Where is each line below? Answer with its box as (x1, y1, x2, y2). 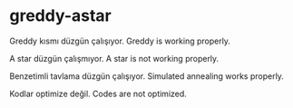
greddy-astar (9, 5, 112, 26)
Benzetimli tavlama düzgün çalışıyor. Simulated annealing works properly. (9, 70, 284, 82)
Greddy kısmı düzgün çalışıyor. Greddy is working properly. (9, 35, 231, 46)
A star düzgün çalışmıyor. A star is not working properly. (9, 53, 220, 64)
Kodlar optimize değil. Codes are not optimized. (9, 88, 188, 99)
